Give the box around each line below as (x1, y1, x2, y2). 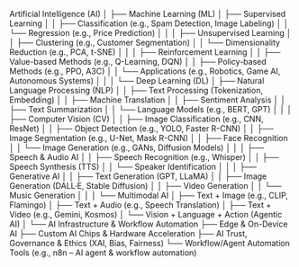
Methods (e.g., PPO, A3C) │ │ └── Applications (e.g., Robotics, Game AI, (9, 66, 281, 76)
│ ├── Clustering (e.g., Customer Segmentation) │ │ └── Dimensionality (9, 37, 281, 48)
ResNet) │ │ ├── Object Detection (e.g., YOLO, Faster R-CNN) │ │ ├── (9, 123, 275, 134)
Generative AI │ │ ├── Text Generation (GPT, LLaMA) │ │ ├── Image (9, 171, 267, 182)
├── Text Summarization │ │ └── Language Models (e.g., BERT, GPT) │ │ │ (9, 104, 293, 114)
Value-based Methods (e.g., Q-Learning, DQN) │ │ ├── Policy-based (9, 57, 267, 67)
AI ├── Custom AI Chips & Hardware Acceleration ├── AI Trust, (9, 228, 248, 238)
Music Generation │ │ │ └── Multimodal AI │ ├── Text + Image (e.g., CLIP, (9, 190, 288, 200)
